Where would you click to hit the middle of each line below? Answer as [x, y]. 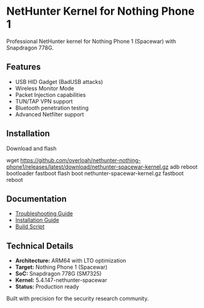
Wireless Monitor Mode [45, 88]
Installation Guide [37, 220]
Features [24, 67]
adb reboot [184, 167]
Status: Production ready [47, 287]
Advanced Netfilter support [49, 114]
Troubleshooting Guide [44, 214]
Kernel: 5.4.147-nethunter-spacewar [61, 280]
